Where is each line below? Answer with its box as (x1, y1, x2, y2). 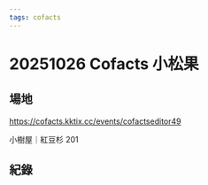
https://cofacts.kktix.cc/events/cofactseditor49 (9, 116, 181, 127)
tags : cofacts (9, 12, 62, 22)
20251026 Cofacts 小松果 (9, 54, 199, 73)
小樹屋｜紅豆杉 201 (9, 134, 80, 144)
